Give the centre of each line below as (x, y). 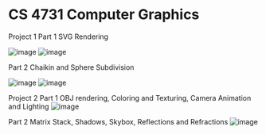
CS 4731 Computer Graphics (104, 15)
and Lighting (29, 106)
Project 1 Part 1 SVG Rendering (59, 36)
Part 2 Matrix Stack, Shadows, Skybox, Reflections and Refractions (118, 121)
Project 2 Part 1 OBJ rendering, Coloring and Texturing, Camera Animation (130, 98)
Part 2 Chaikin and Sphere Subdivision (71, 67)
